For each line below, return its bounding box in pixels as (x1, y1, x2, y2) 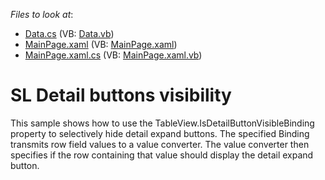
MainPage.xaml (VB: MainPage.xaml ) (24, 39, 178, 50)
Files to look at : (10, 9, 74, 20)
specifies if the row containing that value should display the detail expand (10, 149, 314, 161)
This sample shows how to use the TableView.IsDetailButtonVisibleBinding (10, 117, 315, 129)
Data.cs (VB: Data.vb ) (24, 28, 115, 39)
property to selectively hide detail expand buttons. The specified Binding (10, 127, 310, 139)
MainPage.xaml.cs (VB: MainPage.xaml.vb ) (24, 49, 203, 61)
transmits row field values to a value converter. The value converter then (10, 138, 310, 150)
